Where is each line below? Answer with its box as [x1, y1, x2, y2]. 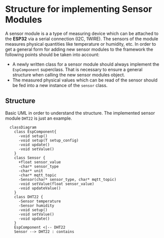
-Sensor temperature [18, 199, 61, 204]
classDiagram [9, 125, 37, 130]
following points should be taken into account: [5, 51, 100, 58]
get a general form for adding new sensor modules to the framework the [5, 46, 153, 52]
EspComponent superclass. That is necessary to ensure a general [12, 66, 143, 73]
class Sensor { [14, 155, 46, 160]
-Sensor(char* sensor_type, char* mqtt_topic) [18, 177, 117, 182]
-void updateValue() [18, 185, 61, 191]
